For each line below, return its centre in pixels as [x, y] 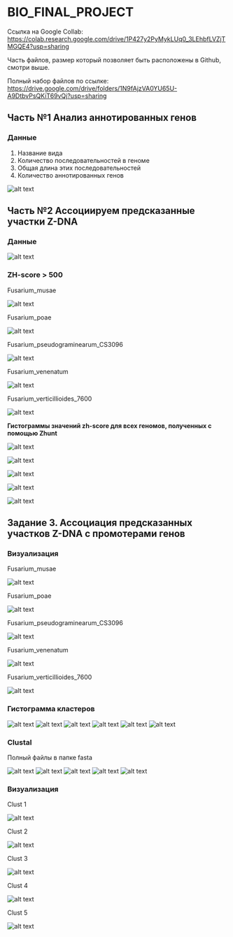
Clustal [20, 742]
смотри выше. [29, 67]
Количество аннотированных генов [71, 175]
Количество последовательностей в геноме [84, 160]
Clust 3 [17, 859]
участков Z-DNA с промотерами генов [96, 534]
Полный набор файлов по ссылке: [58, 80]
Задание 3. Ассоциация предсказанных [100, 523]
